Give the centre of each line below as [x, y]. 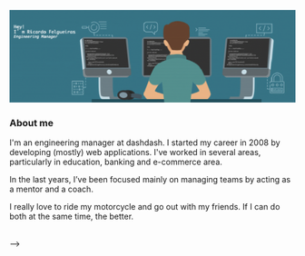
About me [32, 123]
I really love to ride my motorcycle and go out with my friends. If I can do [145, 207]
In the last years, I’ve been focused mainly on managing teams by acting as [150, 180]
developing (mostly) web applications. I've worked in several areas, [135, 153]
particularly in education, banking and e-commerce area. [116, 162]
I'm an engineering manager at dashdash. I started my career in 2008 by [145, 143]
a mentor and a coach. [51, 189]
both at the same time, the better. [72, 217]
